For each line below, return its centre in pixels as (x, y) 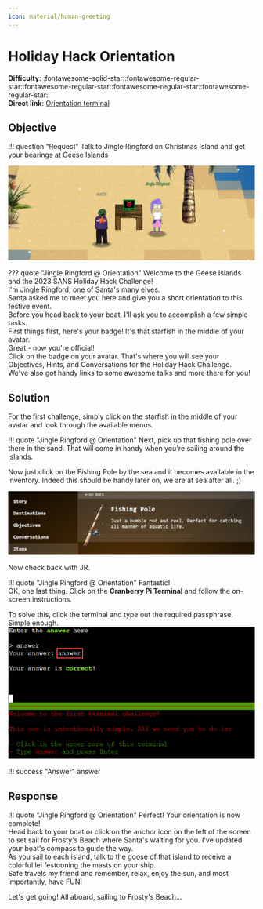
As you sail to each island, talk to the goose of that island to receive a (120, 856)
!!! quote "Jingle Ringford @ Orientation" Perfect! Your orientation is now (124, 815)
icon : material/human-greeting (59, 16)
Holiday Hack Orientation (92, 56)
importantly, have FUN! (45, 882)
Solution (29, 397)
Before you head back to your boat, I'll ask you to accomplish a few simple (128, 315)
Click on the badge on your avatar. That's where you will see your (114, 356)
